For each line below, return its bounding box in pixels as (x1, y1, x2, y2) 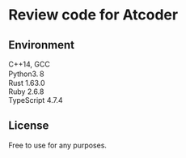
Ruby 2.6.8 (8, 87, 44, 96)
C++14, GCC (8, 59, 50, 69)
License (8, 119, 49, 133)
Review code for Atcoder (8, 6, 179, 24)
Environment (8, 38, 75, 52)
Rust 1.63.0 (8, 79, 46, 88)
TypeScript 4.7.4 (8, 96, 63, 105)
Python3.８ (8, 69, 46, 79)
